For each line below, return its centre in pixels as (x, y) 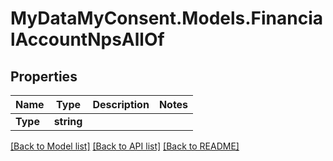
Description (121, 104)
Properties (44, 76)
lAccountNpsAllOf (87, 39)
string (68, 121)
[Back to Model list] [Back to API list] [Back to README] (125, 146)
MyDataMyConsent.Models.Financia (167, 18)
